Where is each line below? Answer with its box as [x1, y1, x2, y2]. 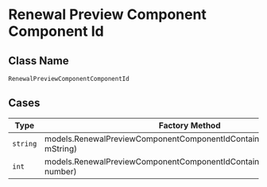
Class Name [8, 54, 69, 67]
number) [44, 166, 77, 177]
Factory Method [158, 120, 221, 131]
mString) [44, 143, 78, 154]
